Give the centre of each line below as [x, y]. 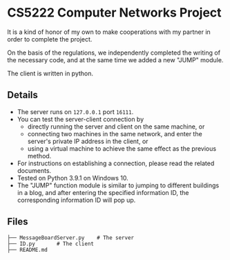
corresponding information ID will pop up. [76, 200]
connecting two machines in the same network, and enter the [115, 133]
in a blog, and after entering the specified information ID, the [103, 192]
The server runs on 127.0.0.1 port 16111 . [75, 111]
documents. [34, 170]
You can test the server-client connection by [80, 119]
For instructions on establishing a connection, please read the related [116, 163]
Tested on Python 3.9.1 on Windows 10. [73, 178]
